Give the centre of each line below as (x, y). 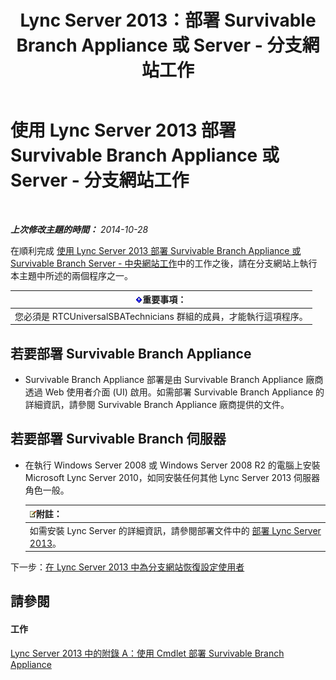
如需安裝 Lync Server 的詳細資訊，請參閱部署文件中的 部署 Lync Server (175, 530)
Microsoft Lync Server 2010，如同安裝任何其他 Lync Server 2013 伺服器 (172, 477)
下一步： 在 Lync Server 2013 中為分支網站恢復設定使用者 (127, 567)
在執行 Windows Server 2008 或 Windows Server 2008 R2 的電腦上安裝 (172, 465)
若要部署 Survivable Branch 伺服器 (118, 439)
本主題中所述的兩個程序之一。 (71, 275)
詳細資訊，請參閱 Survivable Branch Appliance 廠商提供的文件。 (157, 404)
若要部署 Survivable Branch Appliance (131, 353)
